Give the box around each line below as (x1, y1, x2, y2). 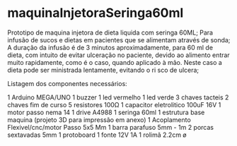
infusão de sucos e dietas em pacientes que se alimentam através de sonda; (7, 35, 231, 44)
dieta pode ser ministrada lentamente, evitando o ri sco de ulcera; (7, 66, 200, 74)
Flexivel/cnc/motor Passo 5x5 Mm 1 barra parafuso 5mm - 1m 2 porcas (7, 123, 214, 131)
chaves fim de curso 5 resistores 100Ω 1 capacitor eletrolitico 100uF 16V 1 (7, 100, 221, 109)
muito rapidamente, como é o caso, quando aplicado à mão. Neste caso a (7, 58, 223, 66)
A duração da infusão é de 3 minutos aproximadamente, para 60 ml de (7, 43, 214, 51)
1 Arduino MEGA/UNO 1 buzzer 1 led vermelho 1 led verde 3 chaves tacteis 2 (7, 93, 229, 102)
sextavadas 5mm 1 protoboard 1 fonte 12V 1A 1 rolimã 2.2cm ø (7, 130, 187, 139)
